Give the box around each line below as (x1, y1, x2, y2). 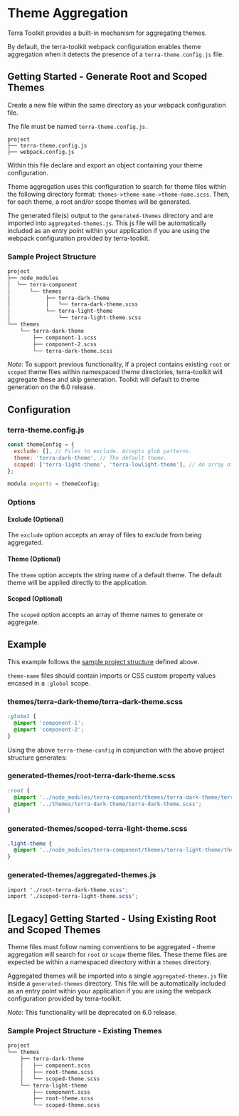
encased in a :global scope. (7, 678, 91, 687)
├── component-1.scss (33, 334, 97, 341)
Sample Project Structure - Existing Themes (7, 1026, 162, 1035)
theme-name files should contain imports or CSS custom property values (7, 671, 216, 680)
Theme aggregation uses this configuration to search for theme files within (7, 182, 226, 190)
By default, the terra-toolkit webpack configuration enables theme (7, 42, 201, 51)
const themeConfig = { (7, 441, 75, 448)
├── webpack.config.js (7, 148, 75, 155)
